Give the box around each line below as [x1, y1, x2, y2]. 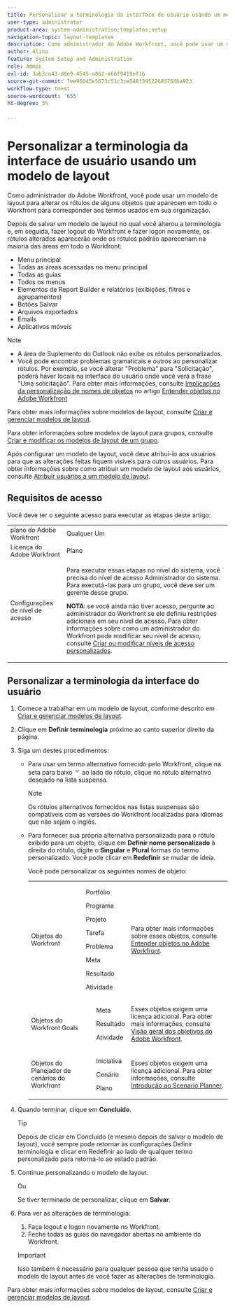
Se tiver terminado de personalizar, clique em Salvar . [17, 1195, 171, 1204]
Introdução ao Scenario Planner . [131, 1081, 224, 1090]
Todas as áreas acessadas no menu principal [17, 262, 148, 271]
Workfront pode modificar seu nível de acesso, [66, 632, 201, 640]
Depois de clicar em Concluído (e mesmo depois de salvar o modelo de [17, 1132, 224, 1141]
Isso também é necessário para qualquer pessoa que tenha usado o [17, 1265, 214, 1273]
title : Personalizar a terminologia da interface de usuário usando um [7, 11, 220, 18]
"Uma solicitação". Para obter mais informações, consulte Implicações [17, 379, 220, 388]
